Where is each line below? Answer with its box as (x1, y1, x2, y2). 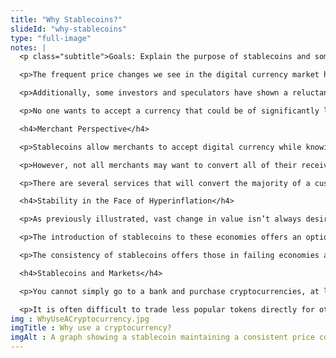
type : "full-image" (10, 33, 92, 43)
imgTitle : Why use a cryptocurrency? (10, 323, 172, 333)
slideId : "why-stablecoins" (10, 24, 128, 34)
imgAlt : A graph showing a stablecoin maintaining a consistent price (10, 332, 315, 343)
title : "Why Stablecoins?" (10, 14, 123, 25)
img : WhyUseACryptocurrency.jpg (10, 314, 150, 324)
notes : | (10, 42, 47, 53)
